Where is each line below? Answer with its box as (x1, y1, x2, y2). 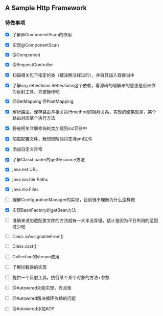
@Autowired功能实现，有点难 (12, 285, 72, 291)
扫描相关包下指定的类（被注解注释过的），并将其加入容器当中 (12, 72, 135, 78)
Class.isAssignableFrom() (12, 233, 64, 239)
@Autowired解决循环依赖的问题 (12, 295, 76, 301)
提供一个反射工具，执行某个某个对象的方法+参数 (12, 274, 110, 281)
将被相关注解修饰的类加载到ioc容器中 (12, 125, 87, 131)
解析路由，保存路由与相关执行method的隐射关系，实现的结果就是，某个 (12, 109, 157, 115)
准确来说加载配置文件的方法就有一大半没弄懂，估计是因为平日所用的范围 (12, 218, 158, 223)
